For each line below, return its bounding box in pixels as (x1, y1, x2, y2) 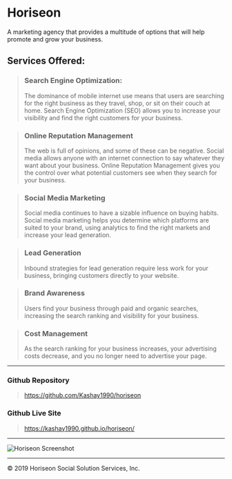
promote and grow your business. (7, 35, 104, 43)
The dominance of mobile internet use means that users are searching (23, 91, 224, 100)
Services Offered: (7, 55, 85, 67)
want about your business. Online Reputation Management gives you (23, 161, 220, 169)
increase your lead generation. (23, 231, 112, 239)
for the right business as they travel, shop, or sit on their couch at (23, 99, 211, 107)
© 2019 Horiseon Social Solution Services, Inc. (7, 464, 140, 472)
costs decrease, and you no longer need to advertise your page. (23, 352, 207, 360)
